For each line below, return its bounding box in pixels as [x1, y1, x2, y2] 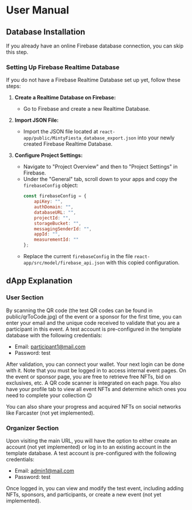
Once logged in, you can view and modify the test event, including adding [6, 485, 184, 492]
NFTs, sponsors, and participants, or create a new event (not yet [6, 491, 162, 498]
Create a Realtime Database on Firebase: [14, 94, 116, 101]
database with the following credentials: [6, 331, 102, 338]
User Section [6, 293, 44, 302]
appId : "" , [34, 231, 60, 237]
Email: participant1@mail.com [14, 343, 86, 350]
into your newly [137, 134, 175, 141]
